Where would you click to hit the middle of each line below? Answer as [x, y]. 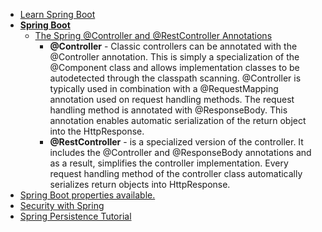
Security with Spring [62, 205]
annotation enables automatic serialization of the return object [178, 120]
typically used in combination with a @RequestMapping [164, 88]
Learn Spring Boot [57, 14]
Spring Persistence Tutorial [75, 216]
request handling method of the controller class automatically [176, 173]
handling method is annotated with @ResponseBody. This [168, 110]
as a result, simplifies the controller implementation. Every [169, 163]
